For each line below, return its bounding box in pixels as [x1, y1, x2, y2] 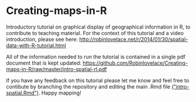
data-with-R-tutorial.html [6, 42, 66, 49]
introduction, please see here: [6, 36, 78, 43]
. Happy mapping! [38, 89, 82, 96]
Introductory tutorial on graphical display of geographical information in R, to [6, 23, 191, 30]
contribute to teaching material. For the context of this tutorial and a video [6, 29, 184, 36]
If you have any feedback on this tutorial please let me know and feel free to [6, 77, 190, 84]
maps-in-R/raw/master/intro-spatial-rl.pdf [6, 65, 107, 72]
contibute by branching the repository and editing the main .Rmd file [6, 83, 171, 90]
